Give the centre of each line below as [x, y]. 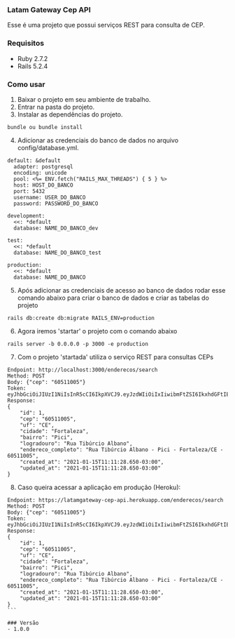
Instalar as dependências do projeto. [70, 114]
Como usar [26, 84]
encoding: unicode [41, 173]
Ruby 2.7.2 [33, 58]
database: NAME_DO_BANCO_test [57, 253]
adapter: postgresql [43, 166]
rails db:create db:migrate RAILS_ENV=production [81, 318]
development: [26, 215]
